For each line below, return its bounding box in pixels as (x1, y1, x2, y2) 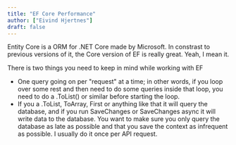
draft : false (7, 23, 46, 30)
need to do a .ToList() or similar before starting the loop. (17, 92, 180, 101)
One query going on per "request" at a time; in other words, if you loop (17, 77, 223, 86)
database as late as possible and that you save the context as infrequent (17, 122, 228, 131)
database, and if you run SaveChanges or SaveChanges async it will (17, 107, 216, 116)
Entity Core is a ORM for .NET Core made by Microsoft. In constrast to (7, 43, 210, 51)
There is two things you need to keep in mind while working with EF (7, 64, 204, 72)
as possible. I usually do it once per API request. (17, 130, 158, 138)
